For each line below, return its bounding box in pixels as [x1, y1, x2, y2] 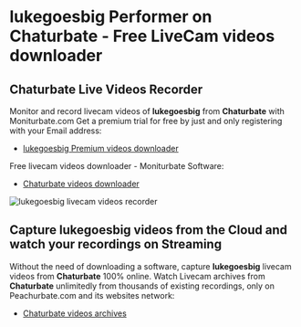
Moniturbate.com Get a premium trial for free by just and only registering [9, 116, 283, 126]
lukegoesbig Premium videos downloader [22, 143, 180, 153]
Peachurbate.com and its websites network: [9, 290, 175, 301]
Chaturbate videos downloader [22, 178, 140, 189]
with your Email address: [9, 125, 102, 136]
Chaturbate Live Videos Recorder [9, 81, 203, 97]
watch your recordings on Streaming [9, 237, 222, 252]
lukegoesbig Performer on [9, 6, 213, 27]
